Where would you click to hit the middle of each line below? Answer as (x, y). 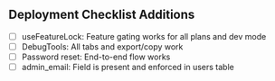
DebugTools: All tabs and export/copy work (102, 46)
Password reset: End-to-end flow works (96, 57)
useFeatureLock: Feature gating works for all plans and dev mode (144, 36)
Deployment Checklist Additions (102, 15)
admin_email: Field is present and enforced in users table (128, 67)
